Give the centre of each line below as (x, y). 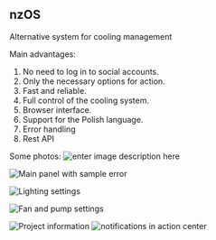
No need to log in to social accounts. (91, 71)
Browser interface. (57, 110)
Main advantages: (43, 54)
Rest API (38, 138)
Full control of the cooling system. (85, 100)
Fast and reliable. (55, 90)
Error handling (49, 129)
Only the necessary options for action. (94, 81)
